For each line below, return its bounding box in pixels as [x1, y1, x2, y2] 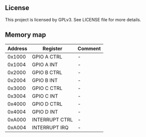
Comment [77, 45, 101, 52]
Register [43, 45, 63, 52]
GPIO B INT [32, 77, 58, 84]
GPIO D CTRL [32, 100, 63, 107]
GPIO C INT [32, 92, 58, 99]
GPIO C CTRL [32, 85, 63, 91]
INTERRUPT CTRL [32, 116, 73, 123]
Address [7, 45, 28, 52]
